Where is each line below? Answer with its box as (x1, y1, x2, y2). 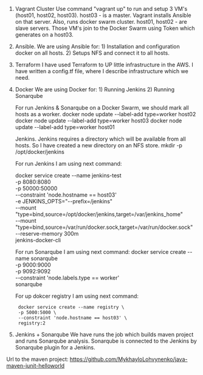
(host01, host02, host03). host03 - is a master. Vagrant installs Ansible (15, 12, 191, 19)
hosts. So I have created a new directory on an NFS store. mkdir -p (15, 142, 182, 149)
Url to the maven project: (6, 356, 69, 363)
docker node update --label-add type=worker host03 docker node (15, 117, 182, 124)
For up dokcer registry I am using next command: (15, 292, 139, 300)
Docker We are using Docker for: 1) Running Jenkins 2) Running (15, 86, 175, 93)
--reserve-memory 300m (15, 230, 79, 237)
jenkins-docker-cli (15, 237, 61, 244)
